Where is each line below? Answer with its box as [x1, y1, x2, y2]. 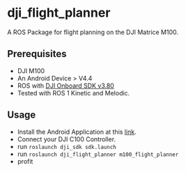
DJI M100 [17, 66, 45, 75]
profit [17, 157, 33, 165]
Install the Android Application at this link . [17, 127, 137, 136]
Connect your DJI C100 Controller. [17, 134, 116, 143]
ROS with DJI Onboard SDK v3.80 [17, 81, 115, 90]
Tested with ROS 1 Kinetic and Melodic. [17, 88, 130, 97]
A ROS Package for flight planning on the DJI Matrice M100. [7, 28, 179, 36]
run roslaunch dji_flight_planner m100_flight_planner [17, 150, 179, 158]
